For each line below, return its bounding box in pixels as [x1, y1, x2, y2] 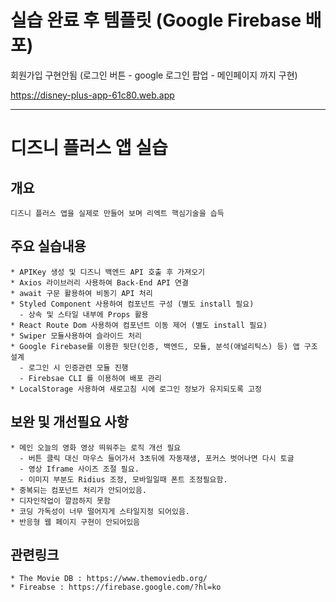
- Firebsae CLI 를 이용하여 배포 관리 [19, 373, 162, 383]
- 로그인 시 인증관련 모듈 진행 [19, 362, 129, 373]
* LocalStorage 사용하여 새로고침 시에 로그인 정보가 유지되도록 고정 [10, 384, 262, 394]
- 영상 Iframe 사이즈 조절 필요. [19, 464, 140, 474]
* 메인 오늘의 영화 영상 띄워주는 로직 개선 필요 [10, 442, 182, 453]
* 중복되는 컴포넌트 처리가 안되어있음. [10, 485, 147, 495]
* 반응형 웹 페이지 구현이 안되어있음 [10, 517, 141, 527]
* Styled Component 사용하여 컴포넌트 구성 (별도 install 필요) [10, 299, 255, 309]
